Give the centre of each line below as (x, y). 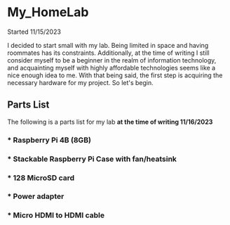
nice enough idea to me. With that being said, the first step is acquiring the (115, 75)
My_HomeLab (48, 12)
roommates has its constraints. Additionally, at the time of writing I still (108, 53)
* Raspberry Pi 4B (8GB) (49, 140)
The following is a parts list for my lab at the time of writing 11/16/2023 (110, 122)
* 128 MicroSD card (41, 178)
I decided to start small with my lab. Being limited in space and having (108, 45)
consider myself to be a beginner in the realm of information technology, (112, 60)
